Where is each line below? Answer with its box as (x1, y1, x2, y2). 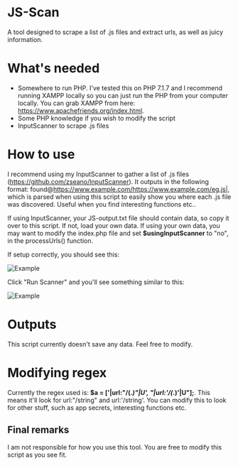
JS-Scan (7, 4, 60, 21)
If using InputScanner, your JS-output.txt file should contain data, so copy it (7, 214, 229, 222)
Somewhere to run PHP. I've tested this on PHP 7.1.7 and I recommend (17, 83, 222, 92)
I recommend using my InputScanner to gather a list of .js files (7, 170, 190, 178)
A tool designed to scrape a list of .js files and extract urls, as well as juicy (7, 28, 224, 36)
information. (7, 35, 43, 43)
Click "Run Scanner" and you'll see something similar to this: (7, 278, 185, 286)
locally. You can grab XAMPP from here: (17, 99, 136, 107)
